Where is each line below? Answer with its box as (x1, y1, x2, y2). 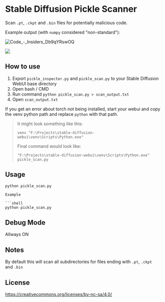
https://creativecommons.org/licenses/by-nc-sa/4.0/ (5, 292, 112, 297)
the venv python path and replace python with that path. (5, 111, 118, 117)
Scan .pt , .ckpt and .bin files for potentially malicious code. (5, 20, 128, 26)
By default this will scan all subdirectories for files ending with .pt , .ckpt (5, 259, 152, 265)
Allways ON (5, 232, 29, 237)
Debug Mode (5, 218, 46, 227)
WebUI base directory (12, 80, 57, 87)
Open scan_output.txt (12, 96, 58, 102)
